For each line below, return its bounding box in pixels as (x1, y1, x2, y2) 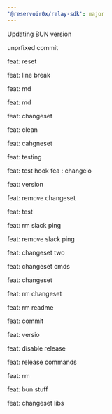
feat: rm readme (7, 303, 54, 311)
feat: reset (7, 57, 37, 66)
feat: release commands (7, 358, 77, 366)
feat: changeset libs (7, 398, 64, 407)
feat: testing (7, 152, 42, 161)
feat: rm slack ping (7, 221, 62, 229)
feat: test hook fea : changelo (7, 166, 92, 175)
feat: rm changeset (7, 289, 62, 298)
